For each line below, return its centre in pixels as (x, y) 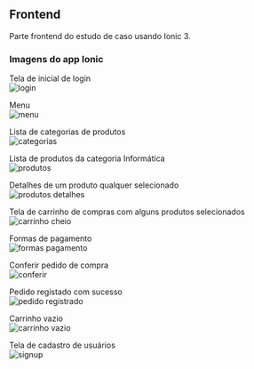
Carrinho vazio (36, 318)
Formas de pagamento (51, 238)
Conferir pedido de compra (59, 265)
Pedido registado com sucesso (66, 292)
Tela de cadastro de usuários (62, 345)
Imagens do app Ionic (56, 59)
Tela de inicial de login (50, 78)
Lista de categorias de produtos (67, 132)
